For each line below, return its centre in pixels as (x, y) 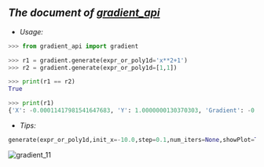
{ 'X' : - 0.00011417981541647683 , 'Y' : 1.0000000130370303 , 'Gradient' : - (130, 111)
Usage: (31, 31)
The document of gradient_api (84, 13)
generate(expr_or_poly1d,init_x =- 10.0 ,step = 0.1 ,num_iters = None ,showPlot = (132, 140)
